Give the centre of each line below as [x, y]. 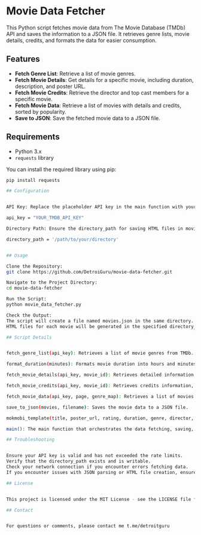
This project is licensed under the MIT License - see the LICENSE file [99, 499]
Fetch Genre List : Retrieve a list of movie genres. [75, 74]
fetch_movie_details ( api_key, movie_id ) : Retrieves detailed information [100, 375]
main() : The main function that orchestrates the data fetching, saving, [100, 429]
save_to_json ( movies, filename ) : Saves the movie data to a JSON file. [97, 407]
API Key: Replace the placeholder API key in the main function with [95, 207]
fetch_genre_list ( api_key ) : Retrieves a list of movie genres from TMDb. [100, 353]
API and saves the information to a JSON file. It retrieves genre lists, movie [98, 34]
